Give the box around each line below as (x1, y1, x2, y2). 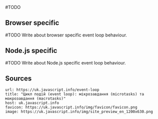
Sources (5, 74, 32, 83)
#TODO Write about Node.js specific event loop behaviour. (5, 59, 126, 65)
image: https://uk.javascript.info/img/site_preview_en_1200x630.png (5, 109, 153, 114)
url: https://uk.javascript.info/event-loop (5, 87, 99, 92)
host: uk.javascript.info (5, 100, 59, 105)
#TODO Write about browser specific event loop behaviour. (5, 32, 127, 38)
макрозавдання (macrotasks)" (5, 96, 66, 101)
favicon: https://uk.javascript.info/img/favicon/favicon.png (5, 105, 137, 110)
